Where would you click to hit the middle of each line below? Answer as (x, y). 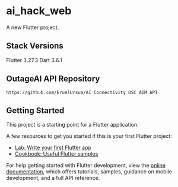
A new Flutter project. (33, 27)
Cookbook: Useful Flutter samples (56, 154)
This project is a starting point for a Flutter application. (72, 125)
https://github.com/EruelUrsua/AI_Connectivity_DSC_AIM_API (82, 92)
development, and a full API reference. (53, 178)
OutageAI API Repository (53, 79)
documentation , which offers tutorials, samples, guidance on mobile (89, 172)
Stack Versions (35, 46)
